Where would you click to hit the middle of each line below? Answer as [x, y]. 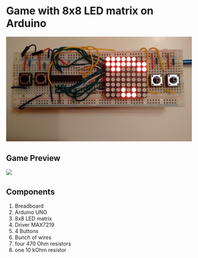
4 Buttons [27, 231]
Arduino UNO [31, 212]
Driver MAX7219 [34, 225]
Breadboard [29, 206]
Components [30, 191]
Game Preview [33, 158]
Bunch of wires [33, 237]
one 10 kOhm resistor [40, 250]
